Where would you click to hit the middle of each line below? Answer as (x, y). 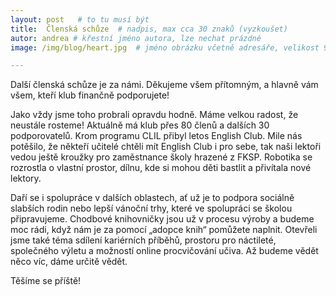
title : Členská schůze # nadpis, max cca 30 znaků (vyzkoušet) (149, 29)
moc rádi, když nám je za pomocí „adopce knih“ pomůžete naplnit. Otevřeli (164, 230)
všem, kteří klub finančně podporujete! (90, 95)
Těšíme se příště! (46, 281)
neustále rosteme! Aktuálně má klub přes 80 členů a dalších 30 (140, 125)
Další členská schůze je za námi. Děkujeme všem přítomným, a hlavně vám (164, 85)
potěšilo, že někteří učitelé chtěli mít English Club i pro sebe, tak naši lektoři (166, 147)
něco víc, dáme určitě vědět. (69, 262)
